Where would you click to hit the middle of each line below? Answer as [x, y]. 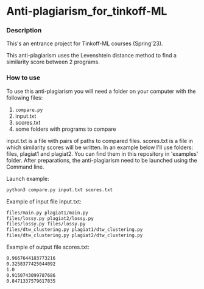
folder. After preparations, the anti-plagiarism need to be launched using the [102, 160]
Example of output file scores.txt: [48, 247]
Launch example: [28, 178]
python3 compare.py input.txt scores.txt [60, 190]
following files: [25, 97]
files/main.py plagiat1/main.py [47, 213]
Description [24, 31]
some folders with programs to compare [65, 129]
